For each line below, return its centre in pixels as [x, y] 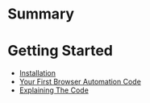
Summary [41, 14]
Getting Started [60, 51]
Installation [37, 73]
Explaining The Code [54, 90]
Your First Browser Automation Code [80, 82]
